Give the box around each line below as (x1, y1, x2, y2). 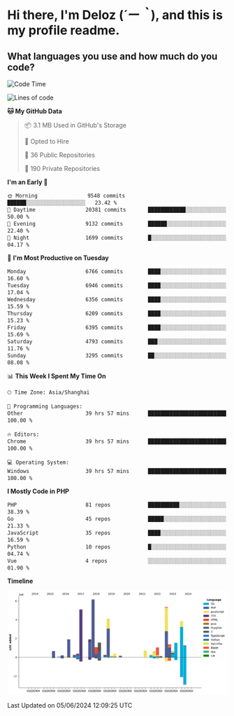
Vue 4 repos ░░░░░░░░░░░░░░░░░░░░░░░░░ (7, 558, 227, 565)
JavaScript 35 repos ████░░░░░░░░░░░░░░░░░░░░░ (7, 530, 227, 537)
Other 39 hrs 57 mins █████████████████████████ (7, 410, 227, 417)
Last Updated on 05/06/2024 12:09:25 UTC (7, 701, 133, 709)
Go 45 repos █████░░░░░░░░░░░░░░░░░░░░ (7, 516, 227, 523)
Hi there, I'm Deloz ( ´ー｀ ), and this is (7, 7, 224, 23)
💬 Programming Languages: (7, 403, 82, 410)
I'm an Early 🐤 (7, 178, 48, 186)
